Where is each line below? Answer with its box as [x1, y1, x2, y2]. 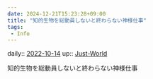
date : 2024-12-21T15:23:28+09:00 [7, 10, 106, 18]
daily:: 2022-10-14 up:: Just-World [7, 49, 108, 58]
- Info [10, 30, 30, 37]
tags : [7, 23, 23, 30]
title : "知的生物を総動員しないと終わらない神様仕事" [7, 17, 147, 24]
